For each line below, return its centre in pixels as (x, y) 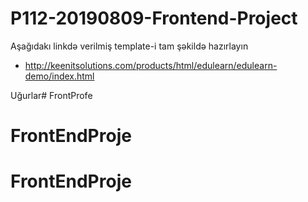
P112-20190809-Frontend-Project (154, 18)
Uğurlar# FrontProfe (51, 95)
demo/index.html (59, 76)
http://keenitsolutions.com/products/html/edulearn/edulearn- (151, 65)
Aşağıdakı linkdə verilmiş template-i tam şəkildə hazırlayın (129, 46)
